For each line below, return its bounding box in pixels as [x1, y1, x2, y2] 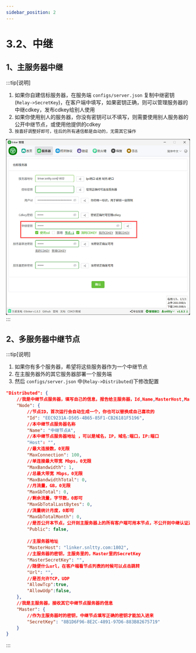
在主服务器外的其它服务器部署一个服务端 [14, 371, 112, 378]
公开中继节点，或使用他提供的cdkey [14, 121, 101, 128]
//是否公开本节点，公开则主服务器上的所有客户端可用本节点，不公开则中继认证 [27, 520, 188, 526]
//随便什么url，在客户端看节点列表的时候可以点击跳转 [27, 563, 140, 569]
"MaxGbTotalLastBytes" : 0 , [27, 501, 93, 507]
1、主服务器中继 [6, 62, 64, 73]
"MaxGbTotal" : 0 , [27, 489, 69, 495]
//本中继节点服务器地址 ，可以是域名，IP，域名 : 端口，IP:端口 [27, 433, 159, 439]
